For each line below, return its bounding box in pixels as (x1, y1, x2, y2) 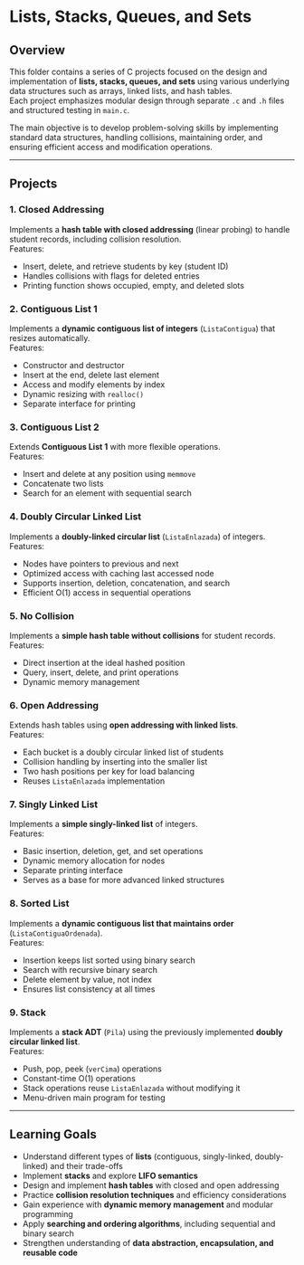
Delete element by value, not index (22, 974, 152, 984)
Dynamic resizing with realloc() (22, 388, 145, 399)
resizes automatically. (9, 332, 90, 343)
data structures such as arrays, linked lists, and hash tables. (9, 86, 233, 96)
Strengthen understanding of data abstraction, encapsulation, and (22, 1237, 274, 1248)
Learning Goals (9, 1127, 98, 1142)
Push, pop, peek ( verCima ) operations (22, 1063, 163, 1074)
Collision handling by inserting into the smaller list (22, 756, 208, 767)
